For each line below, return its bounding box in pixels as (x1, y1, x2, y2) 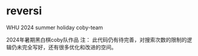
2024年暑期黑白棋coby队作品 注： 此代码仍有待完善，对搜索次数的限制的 (6, 36, 187, 43)
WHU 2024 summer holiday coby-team (6, 24, 103, 31)
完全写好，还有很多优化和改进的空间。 (22, 43, 117, 51)
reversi (6, 4, 42, 18)
